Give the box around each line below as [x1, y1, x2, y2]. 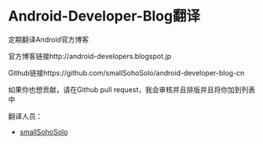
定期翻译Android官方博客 [8, 35, 89, 44]
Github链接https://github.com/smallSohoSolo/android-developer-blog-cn [8, 68, 245, 77]
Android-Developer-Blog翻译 [8, 7, 201, 25]
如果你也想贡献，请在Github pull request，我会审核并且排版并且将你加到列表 [8, 84, 256, 94]
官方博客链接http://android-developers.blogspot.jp [8, 51, 171, 61]
